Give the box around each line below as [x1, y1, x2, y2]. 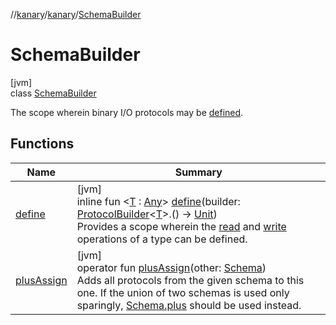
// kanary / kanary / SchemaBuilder [10, 9, 142, 20]
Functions [10, 135, 75, 153]
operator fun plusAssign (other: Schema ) [76, 260, 267, 274]
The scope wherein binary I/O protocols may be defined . [10, 106, 244, 118]
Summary [174, 165, 223, 179]
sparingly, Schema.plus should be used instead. [76, 298, 302, 312]
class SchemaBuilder [10, 87, 97, 99]
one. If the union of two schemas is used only [76, 285, 290, 299]
